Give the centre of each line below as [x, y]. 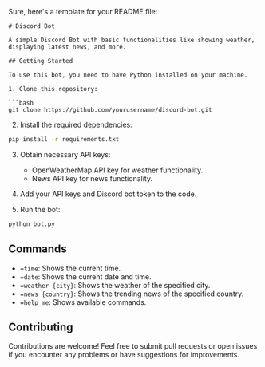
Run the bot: [40, 209]
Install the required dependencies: [76, 124]
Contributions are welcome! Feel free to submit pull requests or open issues [133, 346]
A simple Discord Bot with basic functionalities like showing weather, [132, 40]
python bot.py [32, 224]
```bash [21, 103]
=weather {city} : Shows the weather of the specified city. [115, 285]
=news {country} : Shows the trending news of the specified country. [132, 294]
